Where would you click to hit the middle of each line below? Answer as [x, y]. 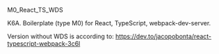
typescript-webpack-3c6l [44, 43]
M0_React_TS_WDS [35, 10]
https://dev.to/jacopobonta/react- [164, 36]
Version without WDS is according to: [61, 36]
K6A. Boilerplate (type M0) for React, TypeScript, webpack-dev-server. [109, 23]
